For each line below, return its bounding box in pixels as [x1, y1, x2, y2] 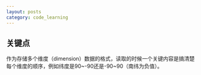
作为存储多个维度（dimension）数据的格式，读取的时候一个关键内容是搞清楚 [6, 55, 195, 62]
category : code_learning [6, 14, 68, 20]
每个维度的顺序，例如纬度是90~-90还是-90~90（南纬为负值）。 [6, 62, 163, 70]
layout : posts [6, 8, 42, 15]
